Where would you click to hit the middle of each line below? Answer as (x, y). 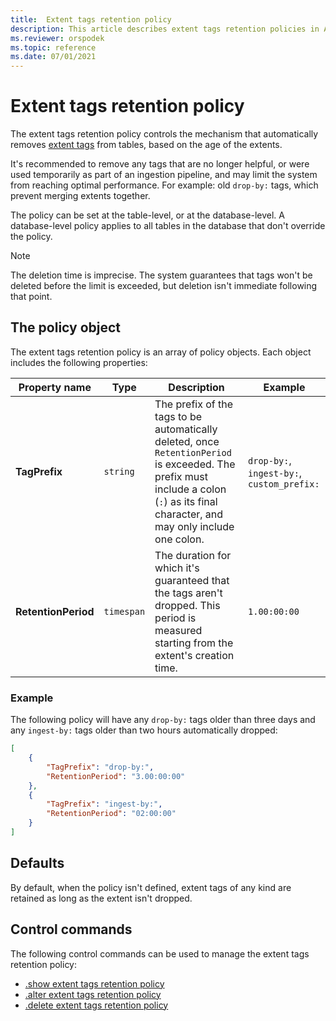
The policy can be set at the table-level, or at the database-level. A (147, 215)
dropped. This (187, 605)
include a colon (190, 489)
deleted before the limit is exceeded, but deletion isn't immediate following (164, 286)
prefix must (181, 476)
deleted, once (187, 441)
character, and (189, 514)
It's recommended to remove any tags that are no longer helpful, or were (160, 164)
